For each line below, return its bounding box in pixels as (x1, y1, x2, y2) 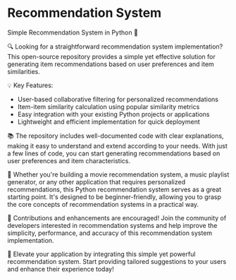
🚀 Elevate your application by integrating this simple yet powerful (7, 250, 196, 258)
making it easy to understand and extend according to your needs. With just (7, 141, 228, 150)
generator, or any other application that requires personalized (7, 177, 186, 186)
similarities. (7, 67, 41, 75)
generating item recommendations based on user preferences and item (7, 60, 215, 68)
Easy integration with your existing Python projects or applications (17, 110, 210, 118)
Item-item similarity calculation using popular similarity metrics (17, 102, 200, 110)
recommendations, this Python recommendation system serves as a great (7, 185, 222, 193)
